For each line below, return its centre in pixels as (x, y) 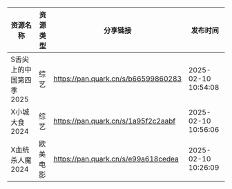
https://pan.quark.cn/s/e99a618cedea (116, 159)
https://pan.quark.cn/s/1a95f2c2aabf (115, 121)
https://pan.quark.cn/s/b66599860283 (117, 79)
